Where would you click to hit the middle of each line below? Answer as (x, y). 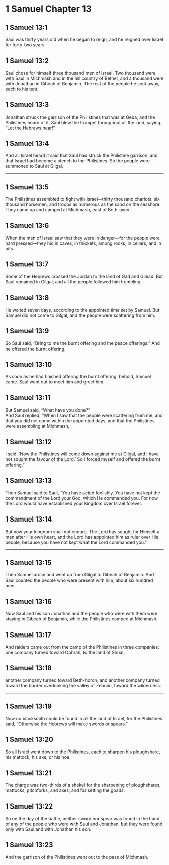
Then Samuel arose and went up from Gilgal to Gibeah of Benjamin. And (80, 575)
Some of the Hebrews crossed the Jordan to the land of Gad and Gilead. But (84, 276)
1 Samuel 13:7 (27, 265)
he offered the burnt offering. (35, 349)
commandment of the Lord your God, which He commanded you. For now (82, 498)
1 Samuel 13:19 (28, 706)
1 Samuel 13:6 (27, 226)
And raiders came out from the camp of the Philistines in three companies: (82, 647)
